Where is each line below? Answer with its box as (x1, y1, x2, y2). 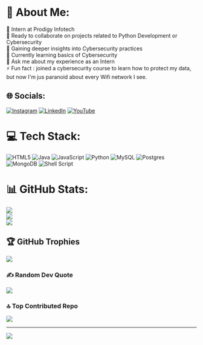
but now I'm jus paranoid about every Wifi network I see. (6, 73, 147, 81)
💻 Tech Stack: (6, 129, 81, 143)
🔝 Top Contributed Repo (6, 301, 79, 310)
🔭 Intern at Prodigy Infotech (6, 25, 75, 33)
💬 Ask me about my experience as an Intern (6, 58, 115, 65)
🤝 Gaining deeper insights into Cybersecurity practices (6, 45, 143, 52)
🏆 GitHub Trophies (6, 236, 80, 247)
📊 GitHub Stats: (6, 182, 89, 196)
